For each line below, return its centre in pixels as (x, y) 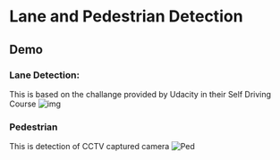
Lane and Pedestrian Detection (126, 17)
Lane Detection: (45, 75)
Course (23, 104)
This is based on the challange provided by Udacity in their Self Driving (140, 94)
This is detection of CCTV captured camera (89, 147)
